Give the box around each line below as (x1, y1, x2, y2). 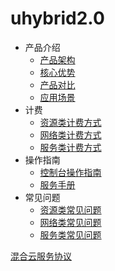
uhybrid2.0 (10, 7, 105, 30)
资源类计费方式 (39, 116, 102, 128)
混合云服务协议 (10, 250, 72, 262)
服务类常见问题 (39, 228, 102, 241)
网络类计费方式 (39, 128, 102, 141)
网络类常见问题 (39, 216, 102, 228)
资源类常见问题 (39, 203, 102, 216)
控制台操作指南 (39, 166, 102, 178)
